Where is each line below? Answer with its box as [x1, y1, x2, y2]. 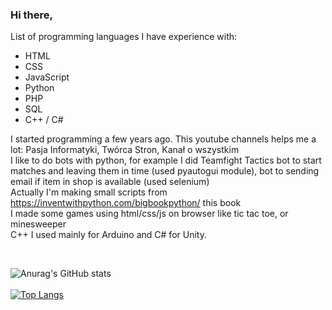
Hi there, [10, 8, 53, 22]
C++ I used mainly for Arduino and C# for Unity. [10, 229, 207, 241]
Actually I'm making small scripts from [10, 186, 168, 198]
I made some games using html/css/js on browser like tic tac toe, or [10, 208, 289, 220]
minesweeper [10, 218, 67, 230]
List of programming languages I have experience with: [10, 31, 238, 43]
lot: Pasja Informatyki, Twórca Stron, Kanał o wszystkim [10, 144, 240, 156]
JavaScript [24, 71, 70, 83]
